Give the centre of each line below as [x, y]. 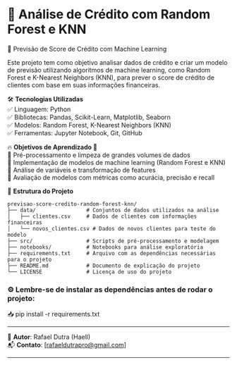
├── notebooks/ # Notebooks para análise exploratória [105, 247]
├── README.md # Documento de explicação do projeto [104, 266]
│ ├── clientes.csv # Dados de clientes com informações [102, 216]
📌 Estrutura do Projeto [41, 191]
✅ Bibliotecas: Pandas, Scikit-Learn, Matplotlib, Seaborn [89, 117]
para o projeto [30, 259]
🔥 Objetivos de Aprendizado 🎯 [52, 147]
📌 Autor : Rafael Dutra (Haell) [49, 337]
